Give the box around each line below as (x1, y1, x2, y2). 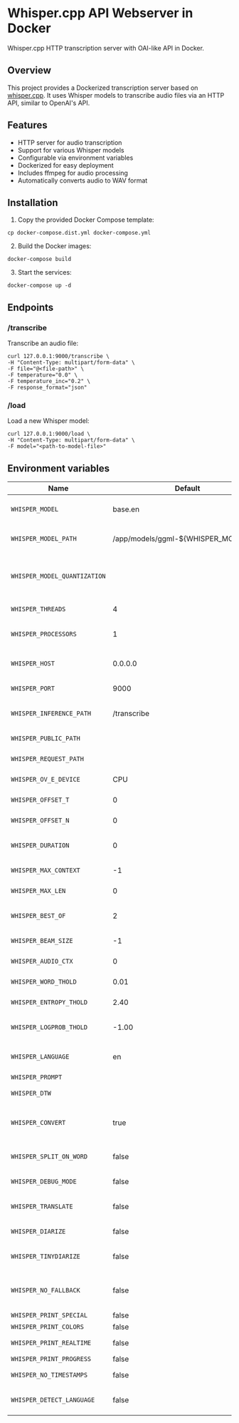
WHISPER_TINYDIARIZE (11, 1253, 80, 1260)
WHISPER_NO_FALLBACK (11, 1286, 80, 1295)
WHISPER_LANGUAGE (11, 1053, 70, 1061)
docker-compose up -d (7, 282, 72, 290)
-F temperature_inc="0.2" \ (7, 378, 91, 385)
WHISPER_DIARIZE (11, 1228, 66, 1235)
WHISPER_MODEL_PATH (11, 535, 77, 543)
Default (174, 484, 201, 494)
